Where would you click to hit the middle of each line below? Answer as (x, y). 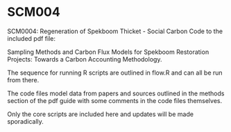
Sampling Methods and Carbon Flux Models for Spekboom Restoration (108, 52)
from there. (23, 79)
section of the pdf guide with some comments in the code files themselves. (115, 100)
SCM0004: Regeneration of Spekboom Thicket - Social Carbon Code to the (115, 31)
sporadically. (25, 121)
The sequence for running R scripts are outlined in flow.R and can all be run (115, 73)
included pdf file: (31, 38)
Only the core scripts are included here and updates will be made (101, 114)
